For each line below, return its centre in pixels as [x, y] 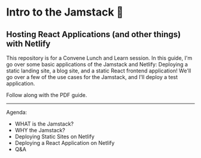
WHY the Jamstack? [40, 130]
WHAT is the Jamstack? [44, 124]
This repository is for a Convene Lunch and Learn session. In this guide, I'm [99, 58]
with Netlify [28, 43]
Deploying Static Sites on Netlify [54, 136]
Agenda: [17, 112]
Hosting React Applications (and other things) [94, 34]
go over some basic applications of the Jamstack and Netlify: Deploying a [97, 64]
